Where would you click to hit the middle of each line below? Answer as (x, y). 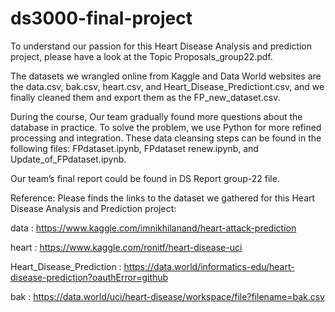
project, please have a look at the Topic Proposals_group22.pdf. (141, 56)
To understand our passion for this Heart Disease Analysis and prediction (161, 46)
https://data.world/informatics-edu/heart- (209, 266)
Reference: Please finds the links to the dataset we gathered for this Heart (163, 198)
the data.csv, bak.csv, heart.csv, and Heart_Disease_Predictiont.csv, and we (167, 86)
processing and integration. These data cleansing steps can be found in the (166, 138)
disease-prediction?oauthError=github (89, 277)
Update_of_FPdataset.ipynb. (68, 159)
